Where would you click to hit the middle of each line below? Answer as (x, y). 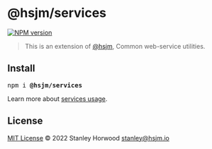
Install (21, 68)
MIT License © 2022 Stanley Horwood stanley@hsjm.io (89, 138)
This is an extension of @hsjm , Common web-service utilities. (115, 46)
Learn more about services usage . (57, 99)
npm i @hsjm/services (45, 85)
